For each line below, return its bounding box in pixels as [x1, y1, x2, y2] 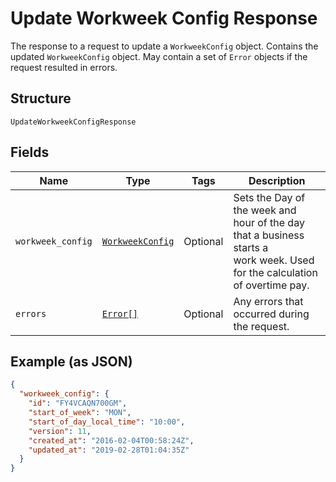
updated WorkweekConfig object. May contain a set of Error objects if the [10, 50, 308, 62]
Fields [10, 144, 50, 161]
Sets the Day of [233, 190, 306, 204]
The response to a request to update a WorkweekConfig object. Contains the [10, 40, 319, 52]
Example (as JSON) [10, 353, 133, 370]
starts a [233, 240, 269, 254]
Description [248, 173, 306, 187]
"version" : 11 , [28, 426, 92, 436]
